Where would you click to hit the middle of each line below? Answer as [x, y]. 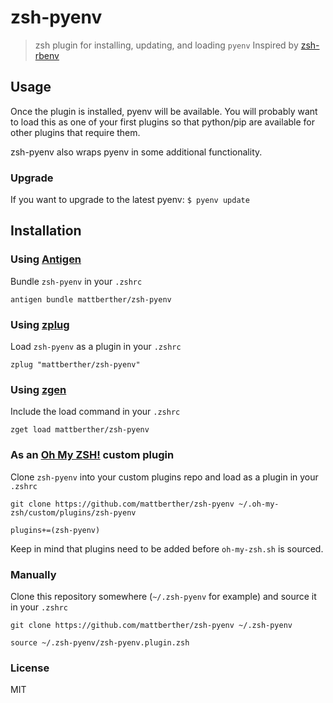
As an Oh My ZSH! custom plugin [92, 455]
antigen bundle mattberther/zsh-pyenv [91, 299]
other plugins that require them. [75, 132]
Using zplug [40, 324]
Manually [33, 574]
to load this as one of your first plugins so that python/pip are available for [162, 122]
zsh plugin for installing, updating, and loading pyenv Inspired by [166, 45]
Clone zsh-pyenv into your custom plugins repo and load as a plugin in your [164, 477]
